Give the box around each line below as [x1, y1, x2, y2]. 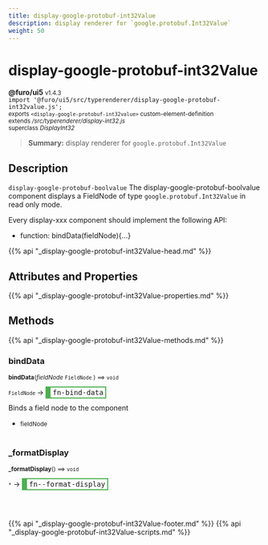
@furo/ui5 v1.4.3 [8, 87, 62, 97]
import [8, 96, 30, 104]
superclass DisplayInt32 [8, 124, 75, 132]
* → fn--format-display [8, 479, 106, 489]
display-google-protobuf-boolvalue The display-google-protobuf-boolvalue [8, 183, 261, 192]
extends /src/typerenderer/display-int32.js [8, 117, 126, 125]
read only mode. [8, 200, 63, 209]
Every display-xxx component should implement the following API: [8, 216, 227, 225]
